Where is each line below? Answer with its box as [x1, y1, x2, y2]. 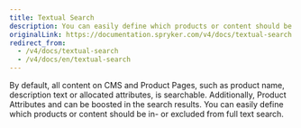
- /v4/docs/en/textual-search [17, 55, 131, 64]
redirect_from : [9, 38, 67, 48]
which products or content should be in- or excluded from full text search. [9, 109, 284, 119]
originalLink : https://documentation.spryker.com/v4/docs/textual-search [9, 30, 293, 39]
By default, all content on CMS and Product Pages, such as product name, [9, 80, 286, 90]
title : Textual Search [9, 13, 95, 23]
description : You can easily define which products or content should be [9, 22, 293, 31]
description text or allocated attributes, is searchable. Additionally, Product [9, 89, 287, 100]
